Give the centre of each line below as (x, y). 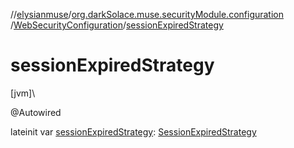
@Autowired (36, 112)
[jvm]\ (23, 93)
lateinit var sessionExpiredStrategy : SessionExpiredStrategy (133, 131)
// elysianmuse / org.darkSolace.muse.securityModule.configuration (147, 14)
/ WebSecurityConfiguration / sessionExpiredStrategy (117, 25)
